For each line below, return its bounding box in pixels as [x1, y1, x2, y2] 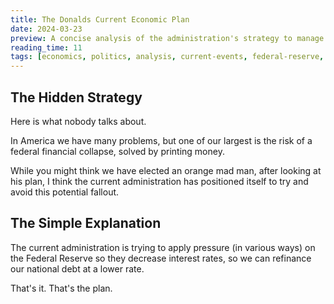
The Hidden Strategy [10, 89, 143, 106]
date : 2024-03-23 [10, 24, 83, 34]
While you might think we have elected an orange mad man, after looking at [10, 164, 322, 176]
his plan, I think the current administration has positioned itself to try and [10, 175, 309, 187]
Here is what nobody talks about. [10, 115, 147, 127]
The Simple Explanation [10, 215, 162, 232]
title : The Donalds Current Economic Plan [10, 14, 190, 25]
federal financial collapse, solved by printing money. [10, 145, 225, 157]
